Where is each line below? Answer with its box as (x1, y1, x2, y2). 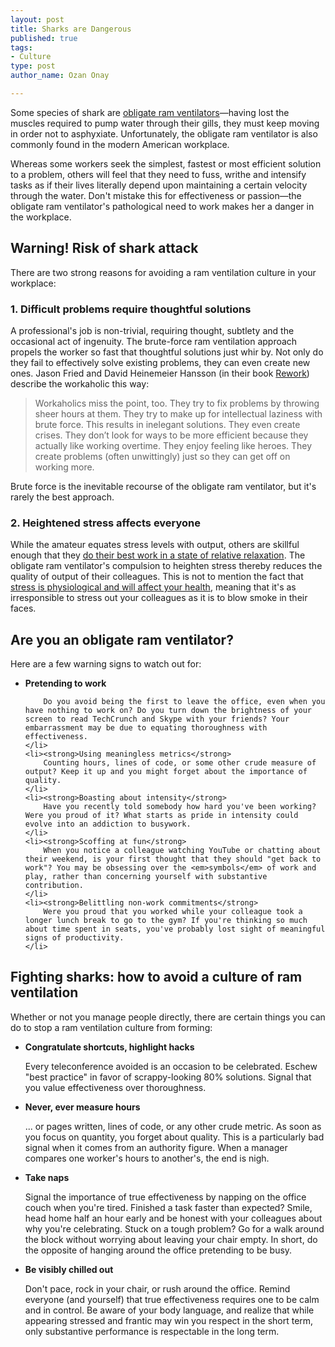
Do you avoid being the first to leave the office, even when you (43, 697, 326, 707)
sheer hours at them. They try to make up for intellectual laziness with (34, 407, 323, 420)
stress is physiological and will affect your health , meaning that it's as (10, 581, 297, 593)
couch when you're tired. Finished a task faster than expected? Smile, (24, 1201, 313, 1213)
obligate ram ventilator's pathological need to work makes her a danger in (10, 200, 315, 212)
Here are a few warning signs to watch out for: (10, 658, 202, 670)
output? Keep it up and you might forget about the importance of (24, 767, 308, 777)
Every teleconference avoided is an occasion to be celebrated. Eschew (24, 1060, 318, 1072)
